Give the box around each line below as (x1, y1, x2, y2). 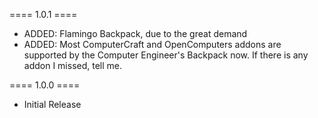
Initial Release (23, 99, 82, 110)
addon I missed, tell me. (23, 60, 123, 71)
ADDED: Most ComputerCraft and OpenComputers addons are (23, 39, 282, 50)
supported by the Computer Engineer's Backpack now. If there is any (23, 49, 309, 61)
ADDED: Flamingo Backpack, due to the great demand (23, 28, 248, 39)
